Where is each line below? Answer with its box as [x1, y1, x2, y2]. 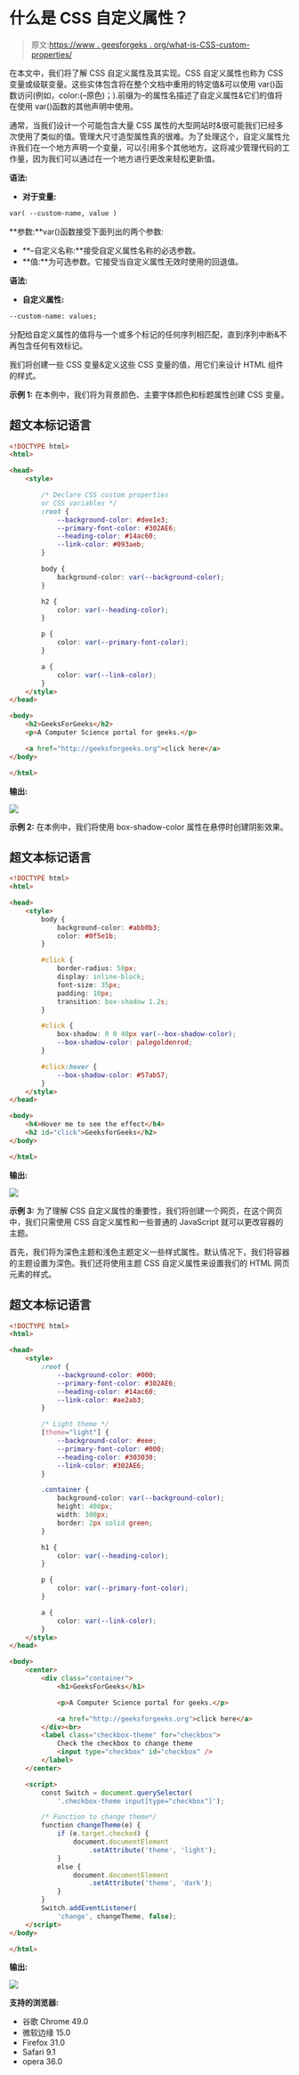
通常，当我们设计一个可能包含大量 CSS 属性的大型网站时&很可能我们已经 [9, 119, 277, 130]
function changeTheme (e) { [41, 1821, 141, 1830]
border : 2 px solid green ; [56, 1519, 153, 1528]
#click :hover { [41, 1062, 98, 1071]
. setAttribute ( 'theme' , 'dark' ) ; [88, 1879, 214, 1888]
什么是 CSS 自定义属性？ [9, 8, 190, 28]
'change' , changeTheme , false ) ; [56, 1911, 177, 1921]
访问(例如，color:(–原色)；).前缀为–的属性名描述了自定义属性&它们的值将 [16, 90, 283, 101]
